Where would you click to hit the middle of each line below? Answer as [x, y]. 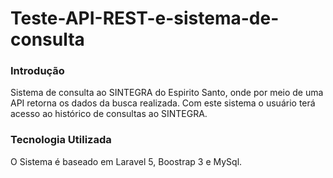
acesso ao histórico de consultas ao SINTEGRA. [109, 114]
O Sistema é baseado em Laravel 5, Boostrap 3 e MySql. [126, 161]
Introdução [37, 71]
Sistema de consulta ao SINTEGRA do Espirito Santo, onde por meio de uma [167, 93]
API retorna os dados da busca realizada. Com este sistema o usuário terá [163, 103]
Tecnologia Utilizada [61, 140]
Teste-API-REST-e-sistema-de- [145, 18]
